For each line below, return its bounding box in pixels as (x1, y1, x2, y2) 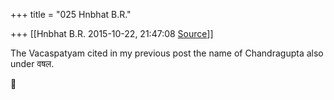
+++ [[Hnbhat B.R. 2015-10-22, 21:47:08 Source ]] (10, 28, 214, 39)
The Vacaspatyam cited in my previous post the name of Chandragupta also (10, 47, 324, 59)
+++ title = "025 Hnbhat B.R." (10, 9, 132, 20)
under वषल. (10, 58, 55, 69)
